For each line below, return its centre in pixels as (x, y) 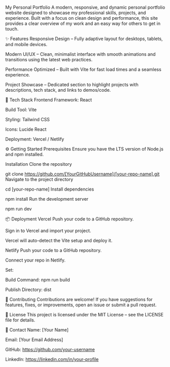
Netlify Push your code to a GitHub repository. (54, 250)
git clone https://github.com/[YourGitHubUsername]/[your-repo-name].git (82, 174)
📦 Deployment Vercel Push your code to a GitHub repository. (70, 219)
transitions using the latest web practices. (49, 60)
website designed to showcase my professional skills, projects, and (76, 13)
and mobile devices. (26, 44)
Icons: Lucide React (26, 129)
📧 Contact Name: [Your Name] (37, 330)
